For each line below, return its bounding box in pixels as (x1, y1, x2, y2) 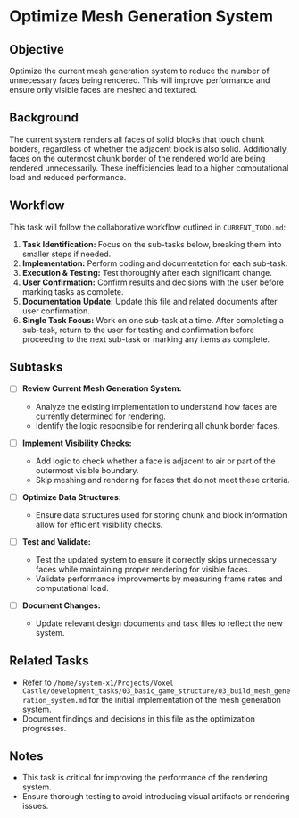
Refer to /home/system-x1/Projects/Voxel (21, 677, 174, 688)
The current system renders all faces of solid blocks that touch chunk (9, 134, 265, 145)
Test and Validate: (21, 536, 91, 547)
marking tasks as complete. (21, 286, 124, 296)
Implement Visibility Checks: (21, 438, 132, 448)
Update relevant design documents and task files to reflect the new (35, 618, 283, 629)
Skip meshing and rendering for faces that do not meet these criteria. (35, 474, 290, 485)
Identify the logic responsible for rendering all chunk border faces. (35, 420, 280, 430)
